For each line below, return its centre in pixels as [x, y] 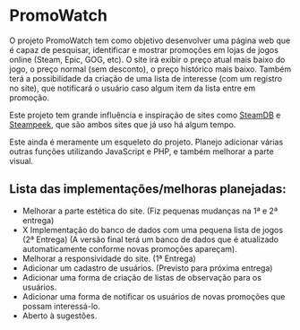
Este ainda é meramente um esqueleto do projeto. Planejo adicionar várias [146, 142]
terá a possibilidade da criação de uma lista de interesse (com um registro [146, 78]
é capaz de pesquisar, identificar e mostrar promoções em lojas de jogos [144, 49]
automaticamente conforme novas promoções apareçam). [129, 248]
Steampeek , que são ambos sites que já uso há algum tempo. [123, 124]
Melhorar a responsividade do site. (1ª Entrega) [109, 258]
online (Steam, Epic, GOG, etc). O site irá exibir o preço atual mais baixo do [147, 59]
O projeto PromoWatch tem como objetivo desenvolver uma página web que [150, 40]
